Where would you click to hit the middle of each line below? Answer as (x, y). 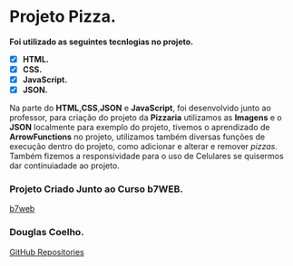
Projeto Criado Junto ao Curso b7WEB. (96, 189)
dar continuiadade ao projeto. (64, 166)
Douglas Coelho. (47, 233)
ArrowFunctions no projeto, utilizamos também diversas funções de (137, 137)
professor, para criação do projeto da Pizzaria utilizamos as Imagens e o (146, 118)
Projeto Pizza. (63, 17)
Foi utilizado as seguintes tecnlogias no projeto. (101, 42)
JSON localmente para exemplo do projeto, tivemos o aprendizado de (140, 128)
